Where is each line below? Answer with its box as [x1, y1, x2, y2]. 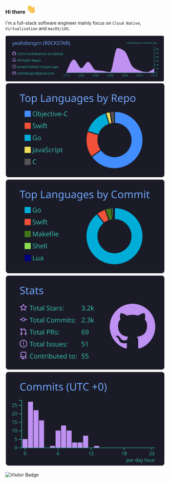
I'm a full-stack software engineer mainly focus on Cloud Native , [5, 20, 142, 26]
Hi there [5, 8, 26, 15]
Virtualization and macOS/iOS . [5, 25, 70, 32]
